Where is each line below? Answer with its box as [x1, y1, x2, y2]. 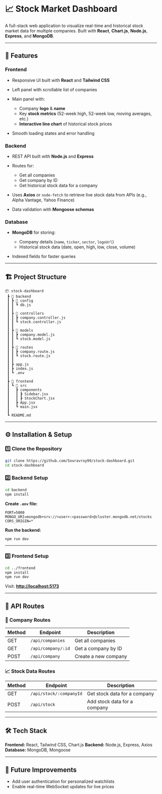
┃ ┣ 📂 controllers [7, 311, 44, 316]
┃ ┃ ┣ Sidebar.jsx [7, 392, 49, 397]
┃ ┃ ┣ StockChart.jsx [7, 396, 55, 401]
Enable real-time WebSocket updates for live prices [12, 783, 114, 789]
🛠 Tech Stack [5, 727, 47, 735]
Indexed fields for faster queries [12, 254, 76, 259]
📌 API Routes [5, 602, 45, 610]
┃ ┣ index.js [7, 366, 34, 371]
